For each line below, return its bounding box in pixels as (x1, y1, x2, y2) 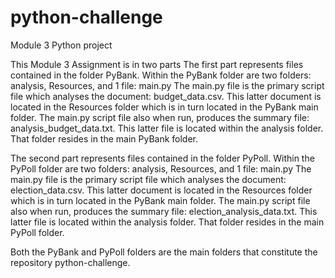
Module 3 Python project (10, 39, 113, 51)
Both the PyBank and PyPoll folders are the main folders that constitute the (10, 246, 318, 258)
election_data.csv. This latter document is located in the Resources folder (10, 184, 313, 196)
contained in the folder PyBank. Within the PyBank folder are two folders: (10, 69, 312, 81)
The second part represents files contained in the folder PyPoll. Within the (10, 152, 315, 164)
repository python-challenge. (10, 256, 131, 268)
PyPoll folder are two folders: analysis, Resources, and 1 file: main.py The (10, 162, 312, 175)
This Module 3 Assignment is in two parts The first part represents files (10, 58, 304, 70)
